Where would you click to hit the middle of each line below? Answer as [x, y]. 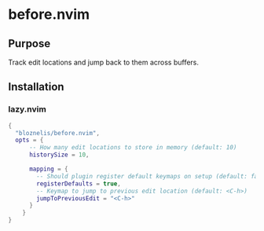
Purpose [29, 44]
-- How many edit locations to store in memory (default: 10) [133, 148]
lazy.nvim [27, 109]
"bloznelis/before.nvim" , [58, 133]
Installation [36, 87]
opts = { [29, 140]
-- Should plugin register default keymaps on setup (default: [142, 176]
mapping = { [48, 169]
